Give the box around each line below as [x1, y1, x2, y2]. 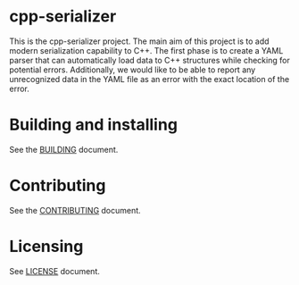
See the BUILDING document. [9, 144, 119, 155]
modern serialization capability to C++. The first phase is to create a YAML [9, 45, 284, 55]
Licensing [9, 237, 84, 256]
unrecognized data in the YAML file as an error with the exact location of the [9, 73, 290, 84]
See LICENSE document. [9, 265, 101, 276]
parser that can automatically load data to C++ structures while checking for [9, 54, 290, 65]
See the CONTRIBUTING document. [9, 205, 141, 215]
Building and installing [9, 114, 179, 135]
